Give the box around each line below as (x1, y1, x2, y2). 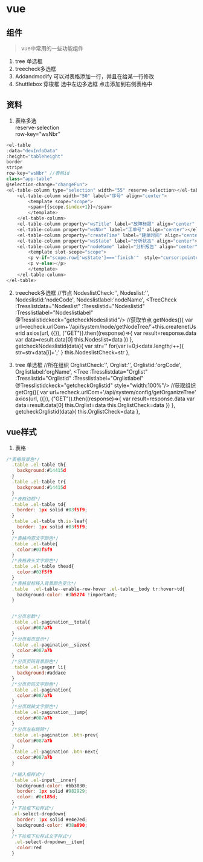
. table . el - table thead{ (11, 564, 74, 570)
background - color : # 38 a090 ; (17, 822, 88, 828)
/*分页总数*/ (11, 613, 41, 620)
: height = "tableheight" (6, 153, 63, 160)
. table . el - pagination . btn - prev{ (11, 732, 98, 738)
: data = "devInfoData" (6, 147, 59, 153)
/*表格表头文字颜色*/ (11, 557, 59, 564)
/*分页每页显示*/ (11, 636, 50, 642)
